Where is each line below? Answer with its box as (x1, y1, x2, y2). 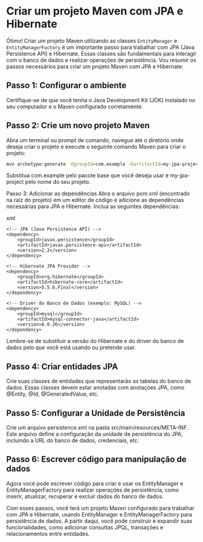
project (6, 178, 24, 186)
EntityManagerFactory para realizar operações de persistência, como (6, 486, 179, 494)
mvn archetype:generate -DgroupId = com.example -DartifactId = (6, 161, 164, 167)
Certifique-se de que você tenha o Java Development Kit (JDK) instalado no (6, 96, 196, 103)
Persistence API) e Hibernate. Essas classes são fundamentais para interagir (6, 50, 197, 57)
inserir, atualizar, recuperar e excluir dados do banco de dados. (6, 492, 164, 500)
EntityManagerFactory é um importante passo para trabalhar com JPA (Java (6, 44, 195, 51)
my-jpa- (170, 172, 190, 179)
